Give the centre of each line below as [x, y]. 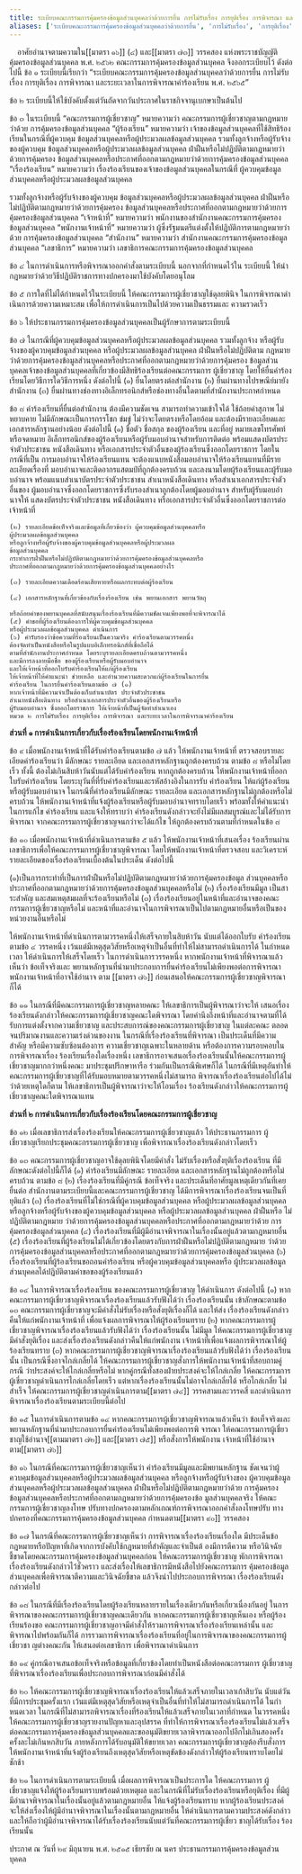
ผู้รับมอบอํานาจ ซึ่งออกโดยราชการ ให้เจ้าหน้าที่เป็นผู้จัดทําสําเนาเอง [93, 707]
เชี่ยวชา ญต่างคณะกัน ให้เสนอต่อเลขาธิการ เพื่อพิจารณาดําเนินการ [104, 1644]
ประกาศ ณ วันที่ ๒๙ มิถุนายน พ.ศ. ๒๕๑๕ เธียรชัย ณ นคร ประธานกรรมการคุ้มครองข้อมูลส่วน [145, 1848]
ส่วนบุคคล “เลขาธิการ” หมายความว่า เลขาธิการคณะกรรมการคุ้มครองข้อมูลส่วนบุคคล [131, 248]
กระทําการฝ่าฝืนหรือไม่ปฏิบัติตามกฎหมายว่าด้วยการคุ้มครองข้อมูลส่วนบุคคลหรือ [107, 558]
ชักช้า [17, 1761]
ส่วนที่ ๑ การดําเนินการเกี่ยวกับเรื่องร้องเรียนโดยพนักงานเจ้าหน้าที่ [103, 732]
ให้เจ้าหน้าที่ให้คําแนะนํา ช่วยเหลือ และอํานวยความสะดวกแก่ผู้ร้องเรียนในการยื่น [109, 676]
